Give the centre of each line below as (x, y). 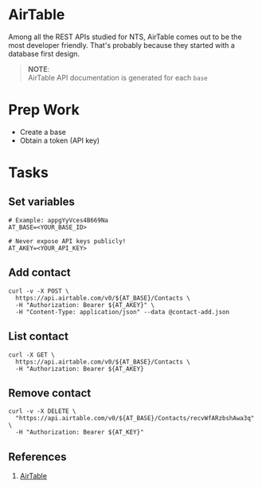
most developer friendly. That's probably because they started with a (121, 45)
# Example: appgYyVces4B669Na (59, 220)
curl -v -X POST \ (39, 291)
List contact (39, 336)
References (37, 457)
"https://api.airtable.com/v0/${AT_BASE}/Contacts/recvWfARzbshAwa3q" (135, 419)
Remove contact (50, 393)
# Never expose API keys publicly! (67, 241)
